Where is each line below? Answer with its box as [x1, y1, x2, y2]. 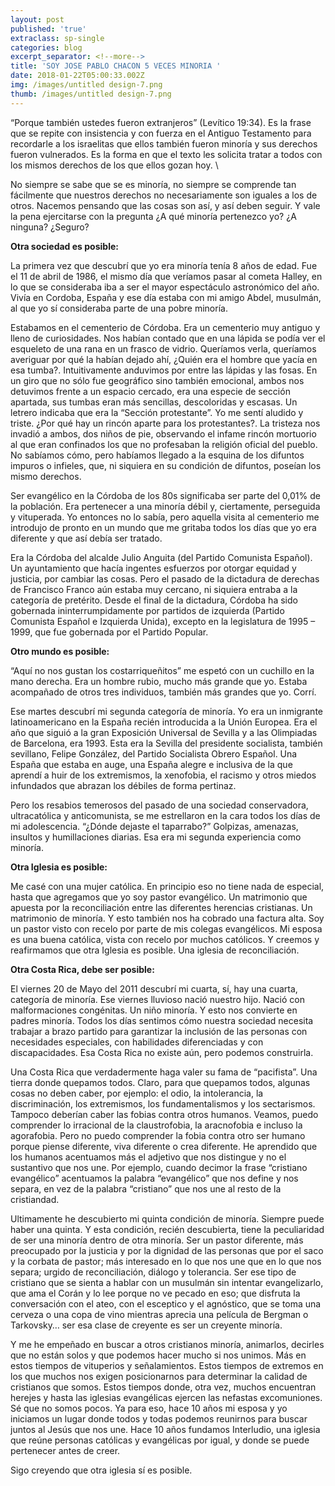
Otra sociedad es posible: [10, 240, 119, 252]
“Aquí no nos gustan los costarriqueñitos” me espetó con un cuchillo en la [10, 664, 315, 676]
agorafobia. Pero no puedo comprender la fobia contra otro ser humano [10, 1129, 306, 1141]
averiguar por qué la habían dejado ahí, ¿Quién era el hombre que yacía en [10, 353, 318, 365]
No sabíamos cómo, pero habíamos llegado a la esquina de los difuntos [10, 449, 305, 461]
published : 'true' [10, 24, 87, 34]
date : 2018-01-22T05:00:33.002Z [10, 71, 145, 81]
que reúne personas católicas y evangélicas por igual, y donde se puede [10, 1434, 310, 1446]
